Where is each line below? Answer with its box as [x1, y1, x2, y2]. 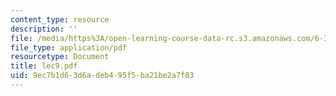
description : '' [10, 24, 78, 34]
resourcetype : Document [10, 52, 110, 62]
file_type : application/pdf [10, 42, 128, 53]
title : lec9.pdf [10, 61, 78, 71]
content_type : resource [10, 14, 110, 25]
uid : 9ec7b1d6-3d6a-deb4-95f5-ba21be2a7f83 [10, 71, 195, 81]
